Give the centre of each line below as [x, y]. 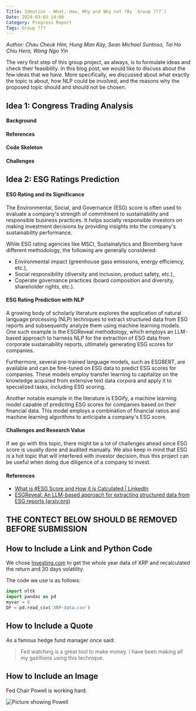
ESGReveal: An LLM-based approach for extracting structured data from [102, 495]
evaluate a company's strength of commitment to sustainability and [87, 214]
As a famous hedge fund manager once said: [61, 640]
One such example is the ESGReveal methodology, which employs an [90, 331]
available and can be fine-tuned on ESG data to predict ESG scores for [91, 368]
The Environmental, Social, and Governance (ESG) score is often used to [94, 207]
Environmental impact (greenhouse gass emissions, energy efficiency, [99, 261]
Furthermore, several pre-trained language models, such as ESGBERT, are [96, 361]
